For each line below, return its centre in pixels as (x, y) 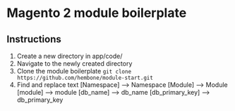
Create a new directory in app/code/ (70, 56)
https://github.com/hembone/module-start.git (85, 78)
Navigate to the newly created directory (74, 64)
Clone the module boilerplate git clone (74, 71)
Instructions (34, 39)
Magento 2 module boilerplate (97, 13)
